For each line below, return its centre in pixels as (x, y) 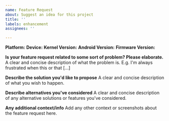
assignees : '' (20, 29)
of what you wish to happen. (35, 83)
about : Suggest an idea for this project (49, 15)
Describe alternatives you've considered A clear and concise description (82, 93)
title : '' (16, 19)
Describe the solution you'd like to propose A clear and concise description (85, 78)
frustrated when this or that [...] (38, 68)
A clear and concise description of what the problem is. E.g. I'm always (79, 63)
